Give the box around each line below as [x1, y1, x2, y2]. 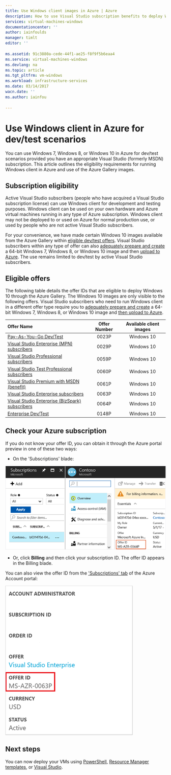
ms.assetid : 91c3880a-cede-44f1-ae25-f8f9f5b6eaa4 [5, 51, 115, 56]
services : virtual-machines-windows [5, 19, 83, 24]
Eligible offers [5, 274, 50, 283]
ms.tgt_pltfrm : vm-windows [5, 73, 63, 78]
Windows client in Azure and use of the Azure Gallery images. [5, 167, 135, 173]
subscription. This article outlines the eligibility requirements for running [5, 161, 156, 167]
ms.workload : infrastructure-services [5, 78, 88, 84]
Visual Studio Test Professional [7, 366, 72, 372]
